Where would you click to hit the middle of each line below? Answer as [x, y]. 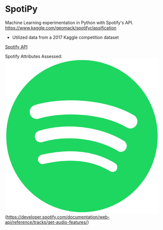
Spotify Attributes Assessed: [34, 56]
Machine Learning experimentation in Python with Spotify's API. [69, 23]
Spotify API [16, 47]
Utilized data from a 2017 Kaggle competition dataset [65, 37]
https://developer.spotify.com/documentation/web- [58, 217]
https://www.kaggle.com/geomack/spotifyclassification [61, 27]
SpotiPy [21, 9]
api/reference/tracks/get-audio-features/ [46, 222]
